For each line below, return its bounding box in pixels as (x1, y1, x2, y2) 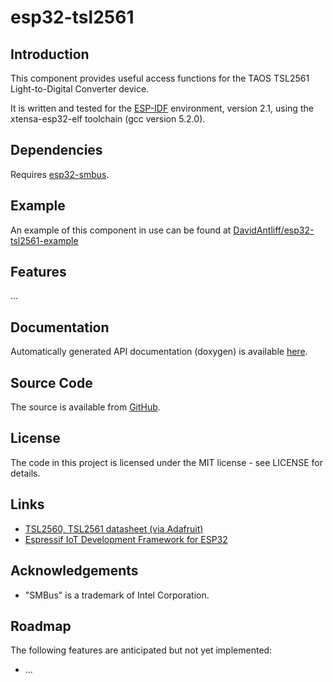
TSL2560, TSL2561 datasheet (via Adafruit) (24, 522, 204, 535)
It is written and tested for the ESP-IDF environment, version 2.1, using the (10, 102, 314, 114)
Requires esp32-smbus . (10, 168, 110, 180)
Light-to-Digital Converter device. (10, 83, 150, 95)
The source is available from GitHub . (10, 401, 161, 413)
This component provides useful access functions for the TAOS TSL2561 (10, 72, 310, 84)
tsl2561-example (10, 234, 79, 246)
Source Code (10, 374, 93, 391)
